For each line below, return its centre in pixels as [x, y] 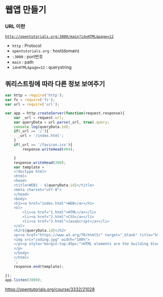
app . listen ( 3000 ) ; [24, 280]
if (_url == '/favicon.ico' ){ [43, 145]
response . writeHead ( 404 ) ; [49, 149]
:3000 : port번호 [27, 57]
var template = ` [31, 167]
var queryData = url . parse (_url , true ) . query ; [62, 122]
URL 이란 [15, 26]
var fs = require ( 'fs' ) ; [30, 100]
